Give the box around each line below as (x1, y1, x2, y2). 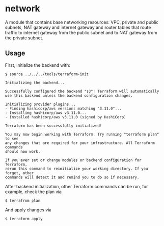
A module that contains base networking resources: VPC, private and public (5, 19, 159, 25)
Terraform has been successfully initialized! (5, 123, 102, 128)
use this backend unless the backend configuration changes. (5, 93, 133, 98)
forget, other (5, 170, 34, 175)
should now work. (5, 149, 41, 154)
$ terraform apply (5, 216, 43, 221)
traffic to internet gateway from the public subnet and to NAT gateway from (5, 29, 158, 35)
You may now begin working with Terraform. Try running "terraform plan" (5, 132, 160, 137)
